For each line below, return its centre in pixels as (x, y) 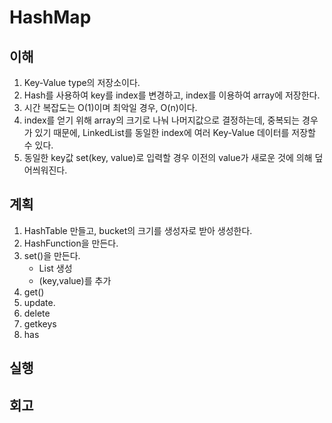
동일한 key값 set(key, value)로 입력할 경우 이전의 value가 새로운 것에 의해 (168, 157)
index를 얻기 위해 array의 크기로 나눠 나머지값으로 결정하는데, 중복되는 (162, 120)
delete (37, 313)
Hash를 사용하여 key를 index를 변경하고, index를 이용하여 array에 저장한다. (172, 95)
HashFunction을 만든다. (71, 243)
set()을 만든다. (52, 255)
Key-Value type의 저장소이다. (82, 82)
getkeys (40, 323)
